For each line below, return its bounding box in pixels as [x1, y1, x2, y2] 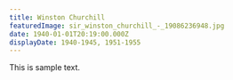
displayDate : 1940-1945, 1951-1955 [9, 37, 141, 47]
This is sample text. [9, 62, 81, 73]
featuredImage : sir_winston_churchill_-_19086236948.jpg [9, 21, 225, 30]
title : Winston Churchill [9, 12, 105, 22]
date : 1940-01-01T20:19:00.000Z [9, 29, 129, 38]
